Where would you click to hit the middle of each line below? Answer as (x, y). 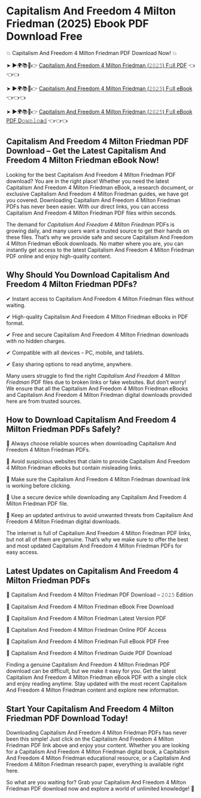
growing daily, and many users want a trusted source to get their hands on (98, 231)
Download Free (44, 36)
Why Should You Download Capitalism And (88, 275)
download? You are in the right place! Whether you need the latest (88, 181)
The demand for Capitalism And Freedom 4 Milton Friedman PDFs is (90, 224)
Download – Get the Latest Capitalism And (86, 151)
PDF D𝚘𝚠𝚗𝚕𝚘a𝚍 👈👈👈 (37, 120)
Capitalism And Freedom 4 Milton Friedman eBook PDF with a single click (97, 677)
